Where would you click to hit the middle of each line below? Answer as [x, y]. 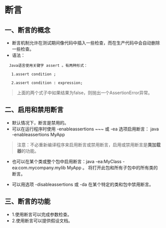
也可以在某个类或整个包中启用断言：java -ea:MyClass [67, 161]
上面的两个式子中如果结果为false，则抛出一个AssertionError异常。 [84, 93]
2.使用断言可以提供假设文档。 [42, 221]
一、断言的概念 [28, 30]
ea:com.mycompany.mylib [39, 168]
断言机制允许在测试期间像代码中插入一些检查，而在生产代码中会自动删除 [86, 43]
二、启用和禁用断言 [34, 110]
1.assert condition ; [34, 74]
